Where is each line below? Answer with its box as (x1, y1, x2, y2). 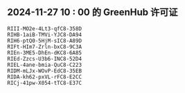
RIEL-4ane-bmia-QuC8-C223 (7, 61, 82, 68)
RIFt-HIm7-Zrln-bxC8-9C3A (7, 43, 82, 50)
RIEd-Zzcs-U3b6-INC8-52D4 (7, 55, 82, 62)
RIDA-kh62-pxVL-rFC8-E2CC (7, 73, 82, 81)
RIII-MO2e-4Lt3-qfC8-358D (7, 25, 82, 32)
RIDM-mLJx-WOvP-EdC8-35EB (7, 68, 82, 74)
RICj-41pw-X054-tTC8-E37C (7, 79, 82, 86)
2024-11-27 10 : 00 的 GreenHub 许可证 (7, 6, 178, 19)
